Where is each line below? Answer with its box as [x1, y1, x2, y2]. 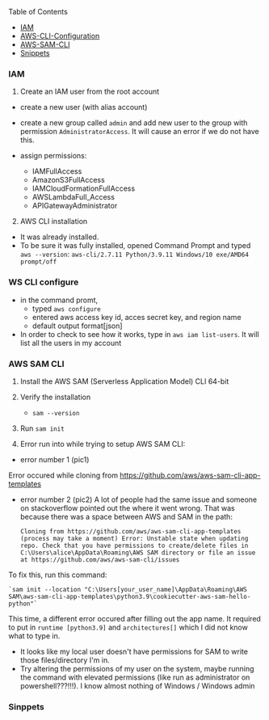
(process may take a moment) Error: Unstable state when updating [19, 534, 249, 542]
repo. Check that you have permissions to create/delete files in [19, 541, 249, 549]
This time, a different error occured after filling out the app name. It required [8, 613, 261, 623]
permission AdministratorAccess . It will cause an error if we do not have [19, 127, 260, 137]
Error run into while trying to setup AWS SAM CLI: [19, 439, 186, 448]
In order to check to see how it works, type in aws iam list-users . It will [19, 329, 260, 339]
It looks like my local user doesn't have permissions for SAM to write [19, 646, 249, 656]
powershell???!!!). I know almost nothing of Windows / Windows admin [19, 680, 255, 690]
